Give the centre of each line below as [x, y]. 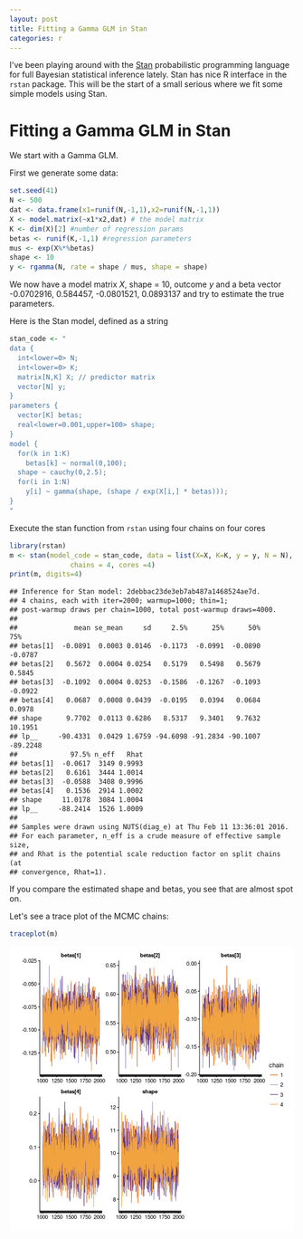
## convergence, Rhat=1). [58, 872]
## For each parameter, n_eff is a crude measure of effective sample [145, 836]
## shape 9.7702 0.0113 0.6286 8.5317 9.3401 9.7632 [135, 719]
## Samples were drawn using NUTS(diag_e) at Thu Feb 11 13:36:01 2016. [149, 827]
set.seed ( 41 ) [34, 191]
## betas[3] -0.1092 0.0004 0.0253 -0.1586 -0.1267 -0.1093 [135, 682]
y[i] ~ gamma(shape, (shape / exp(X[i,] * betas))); [127, 492]
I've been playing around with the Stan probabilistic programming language [150, 65]
